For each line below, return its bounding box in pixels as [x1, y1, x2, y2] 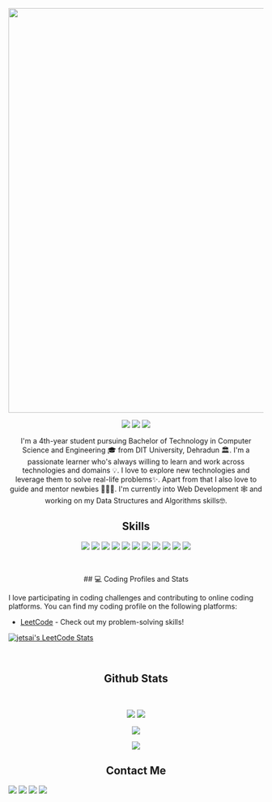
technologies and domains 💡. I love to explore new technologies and [22, 465, 250, 475]
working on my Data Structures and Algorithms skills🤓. [45, 496, 227, 505]
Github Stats [104, 672, 168, 685]
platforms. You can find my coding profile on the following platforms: [8, 601, 237, 611]
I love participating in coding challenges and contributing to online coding [8, 592, 253, 602]
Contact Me [105, 764, 167, 778]
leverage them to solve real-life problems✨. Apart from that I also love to [15, 474, 257, 484]
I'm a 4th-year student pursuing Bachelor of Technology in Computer [20, 436, 252, 445]
